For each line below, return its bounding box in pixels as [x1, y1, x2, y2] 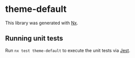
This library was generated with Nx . [5, 20, 78, 26]
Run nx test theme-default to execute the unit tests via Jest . [5, 47, 131, 53]
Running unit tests [5, 34, 63, 43]
